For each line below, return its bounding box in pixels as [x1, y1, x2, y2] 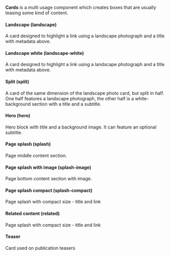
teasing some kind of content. [5, 10, 68, 16]
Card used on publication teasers [5, 245, 76, 251]
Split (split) [5, 79, 29, 84]
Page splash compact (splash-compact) [5, 187, 93, 194]
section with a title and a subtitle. [32, 101, 101, 107]
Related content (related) [5, 210, 60, 217]
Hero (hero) [5, 113, 31, 119]
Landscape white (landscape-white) [5, 50, 84, 56]
